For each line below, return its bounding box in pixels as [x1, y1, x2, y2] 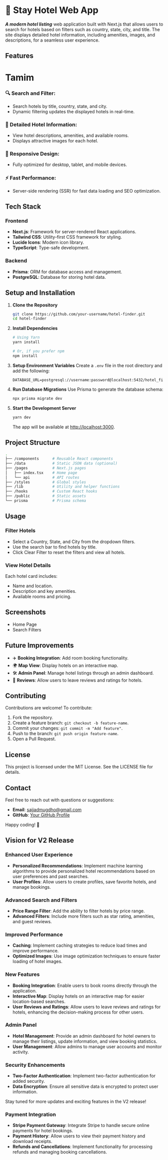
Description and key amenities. [12, 588, 77, 594]
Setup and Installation [5, 288, 75, 297]
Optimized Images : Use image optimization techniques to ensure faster [12, 953, 160, 959]
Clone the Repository [12, 302, 58, 308]
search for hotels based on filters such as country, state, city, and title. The [5, 26, 160, 32]
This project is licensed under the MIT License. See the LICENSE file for [5, 764, 153, 770]
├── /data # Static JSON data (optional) [5, 461, 118, 466]
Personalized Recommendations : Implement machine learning [12, 863, 143, 869]
